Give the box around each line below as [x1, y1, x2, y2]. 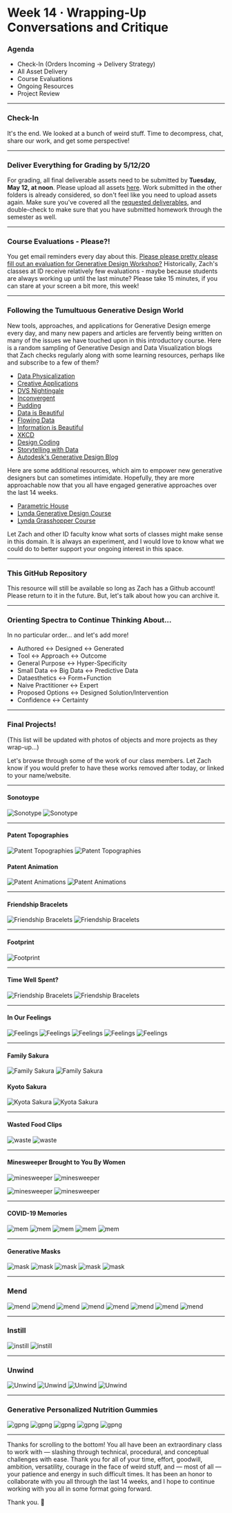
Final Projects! [7, 719, 57, 729]
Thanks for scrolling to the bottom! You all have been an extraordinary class [7, 1440, 222, 1449]
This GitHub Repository [7, 568, 88, 578]
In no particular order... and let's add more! [7, 631, 129, 639]
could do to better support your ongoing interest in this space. [7, 544, 184, 552]
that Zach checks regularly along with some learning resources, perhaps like [7, 351, 225, 359]
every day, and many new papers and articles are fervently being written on [7, 329, 222, 337]
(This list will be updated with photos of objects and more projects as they [7, 735, 217, 744]
